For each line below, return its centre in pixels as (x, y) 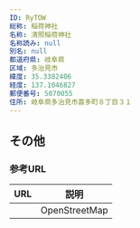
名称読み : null (35, 43)
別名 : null (28, 52)
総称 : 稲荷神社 (34, 26)
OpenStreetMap (74, 211)
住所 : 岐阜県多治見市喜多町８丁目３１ (71, 102)
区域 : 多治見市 (34, 69)
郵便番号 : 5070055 (42, 93)
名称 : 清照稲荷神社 (41, 34)
